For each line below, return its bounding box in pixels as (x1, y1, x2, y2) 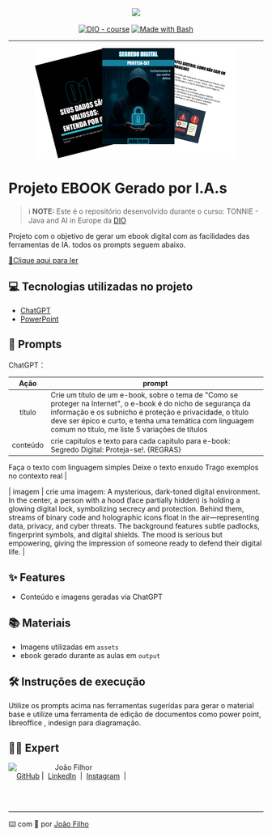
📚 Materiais (8, 616, 71, 631)
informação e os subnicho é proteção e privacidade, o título (50, 407, 249, 417)
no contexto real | (8, 471, 67, 481)
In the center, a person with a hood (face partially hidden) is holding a (8, 495, 240, 505)
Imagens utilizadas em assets (19, 642, 119, 652)
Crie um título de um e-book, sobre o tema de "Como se (50, 390, 239, 400)
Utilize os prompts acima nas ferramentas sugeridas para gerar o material (8, 700, 254, 710)
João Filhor (54, 763, 93, 772)
